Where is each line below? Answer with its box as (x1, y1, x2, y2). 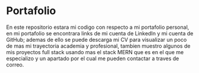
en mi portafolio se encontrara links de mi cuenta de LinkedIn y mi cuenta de (6, 29, 194, 36)
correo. (6, 61, 24, 68)
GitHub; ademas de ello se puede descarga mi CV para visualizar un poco (6, 36, 187, 43)
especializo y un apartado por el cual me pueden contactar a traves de (6, 55, 179, 62)
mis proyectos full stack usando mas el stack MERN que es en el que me (6, 48, 184, 55)
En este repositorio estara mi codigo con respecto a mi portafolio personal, (6, 24, 189, 31)
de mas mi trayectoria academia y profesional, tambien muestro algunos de (6, 42, 191, 49)
